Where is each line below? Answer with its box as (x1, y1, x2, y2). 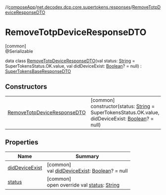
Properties (5, 138, 39, 147)
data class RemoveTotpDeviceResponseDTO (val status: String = (5, 58, 135, 64)
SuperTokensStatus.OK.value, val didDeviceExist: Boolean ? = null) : (5, 63, 142, 69)
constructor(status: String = (90, 103, 155, 110)
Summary (76, 153, 99, 159)
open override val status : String (46, 181, 120, 188)
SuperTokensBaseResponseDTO (5, 68, 71, 74)
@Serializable (5, 48, 33, 54)
